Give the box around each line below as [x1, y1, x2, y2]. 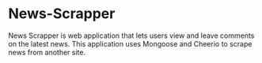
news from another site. [8, 47, 85, 57]
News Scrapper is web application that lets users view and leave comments [8, 31, 255, 40]
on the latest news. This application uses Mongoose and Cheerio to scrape [8, 39, 253, 48]
